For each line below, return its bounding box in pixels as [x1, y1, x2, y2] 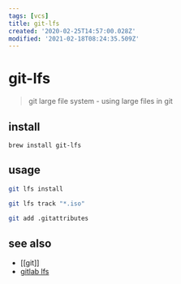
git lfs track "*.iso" [8, 200, 85, 208]
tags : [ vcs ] [8, 11, 49, 20]
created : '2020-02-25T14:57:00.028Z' [8, 27, 136, 35]
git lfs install [8, 184, 63, 193]
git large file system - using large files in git [28, 97, 173, 106]
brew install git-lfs [8, 141, 82, 149]
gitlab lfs [19, 267, 50, 277]
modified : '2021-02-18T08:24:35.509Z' [8, 34, 140, 43]
